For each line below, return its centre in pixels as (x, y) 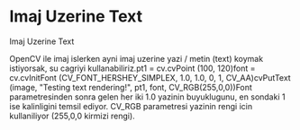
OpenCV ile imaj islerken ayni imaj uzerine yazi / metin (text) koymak (136, 58)
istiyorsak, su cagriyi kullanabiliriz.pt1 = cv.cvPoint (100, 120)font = (132, 68)
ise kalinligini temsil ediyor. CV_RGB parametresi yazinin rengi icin (131, 106)
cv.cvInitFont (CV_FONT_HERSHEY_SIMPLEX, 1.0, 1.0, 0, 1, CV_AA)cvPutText (150, 77)
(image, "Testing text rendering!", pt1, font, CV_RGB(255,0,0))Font (131, 87)
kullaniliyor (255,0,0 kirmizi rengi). (72, 116)
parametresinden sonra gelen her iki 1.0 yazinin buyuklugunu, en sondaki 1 (147, 97)
